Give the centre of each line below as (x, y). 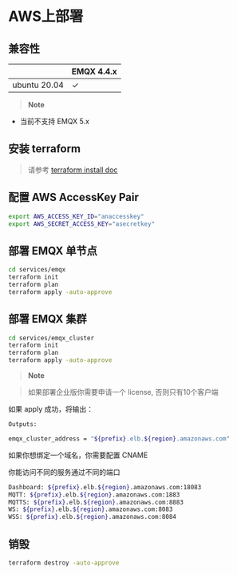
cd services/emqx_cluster (51, 338)
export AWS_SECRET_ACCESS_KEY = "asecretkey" (82, 224)
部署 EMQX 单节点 (53, 250)
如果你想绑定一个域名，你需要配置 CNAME (78, 455)
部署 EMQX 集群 (47, 319)
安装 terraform (45, 149)
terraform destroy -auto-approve (64, 563)
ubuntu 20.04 (38, 85)
